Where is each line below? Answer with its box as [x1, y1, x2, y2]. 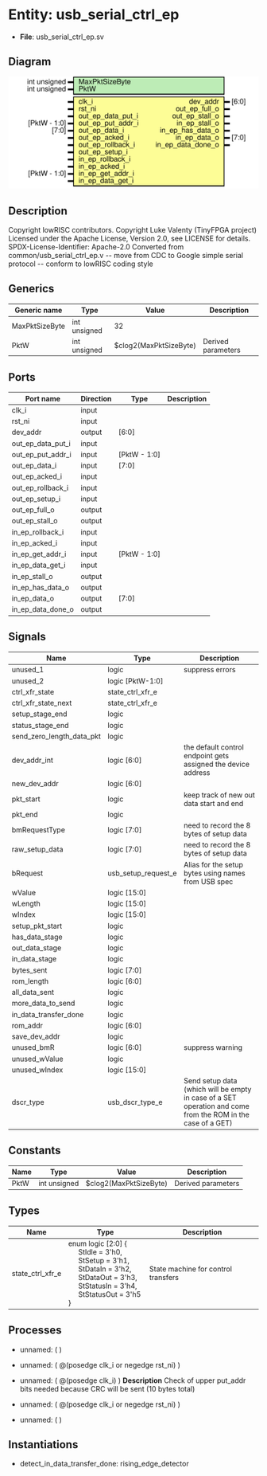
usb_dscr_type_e [107, 1097, 163, 1106]
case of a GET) [184, 1118, 233, 1128]
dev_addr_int [11, 755, 53, 765]
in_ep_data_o [11, 593, 54, 603]
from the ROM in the [184, 1110, 250, 1120]
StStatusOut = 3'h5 [78, 1290, 141, 1299]
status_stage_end [11, 720, 69, 730]
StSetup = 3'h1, [78, 1256, 130, 1266]
